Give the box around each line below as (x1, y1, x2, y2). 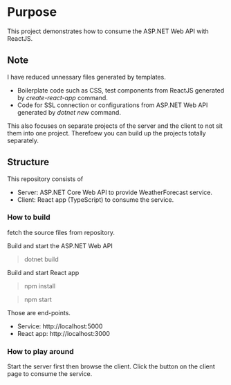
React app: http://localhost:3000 (17, 329, 111, 337)
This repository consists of (7, 174, 84, 183)
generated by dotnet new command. (17, 108, 121, 116)
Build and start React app (7, 268, 80, 276)
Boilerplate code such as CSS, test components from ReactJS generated (17, 86, 225, 94)
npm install (24, 281, 56, 290)
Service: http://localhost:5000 (17, 322, 103, 330)
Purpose (7, 4, 57, 20)
